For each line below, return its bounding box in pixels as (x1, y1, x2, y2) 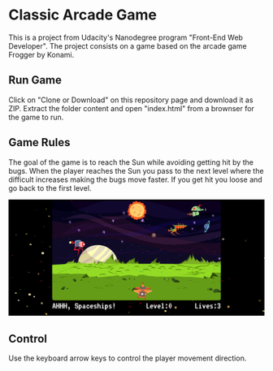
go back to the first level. (8, 183, 92, 192)
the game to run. (8, 112, 64, 122)
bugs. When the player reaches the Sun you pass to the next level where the (8, 166, 264, 175)
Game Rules (8, 136, 71, 149)
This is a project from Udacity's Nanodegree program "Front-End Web (8, 32, 244, 42)
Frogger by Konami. (8, 50, 75, 59)
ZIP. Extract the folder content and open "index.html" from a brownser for (8, 103, 254, 113)
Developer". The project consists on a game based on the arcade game (8, 41, 247, 50)
